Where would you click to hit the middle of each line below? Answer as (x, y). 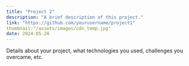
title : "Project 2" (31, 12)
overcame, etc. (25, 57)
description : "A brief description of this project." (75, 17)
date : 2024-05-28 (28, 34)
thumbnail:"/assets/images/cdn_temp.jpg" (59, 28)
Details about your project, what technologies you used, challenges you (95, 51)
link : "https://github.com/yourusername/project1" (71, 23)
